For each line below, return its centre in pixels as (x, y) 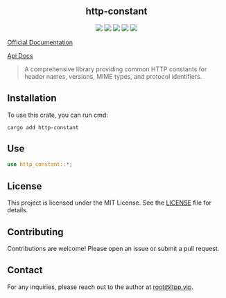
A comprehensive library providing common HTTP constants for (115, 69)
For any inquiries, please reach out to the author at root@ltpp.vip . (101, 287)
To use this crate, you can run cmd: (58, 115)
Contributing (35, 232)
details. (18, 210)
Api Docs (20, 55)
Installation (32, 99)
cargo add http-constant (43, 127)
